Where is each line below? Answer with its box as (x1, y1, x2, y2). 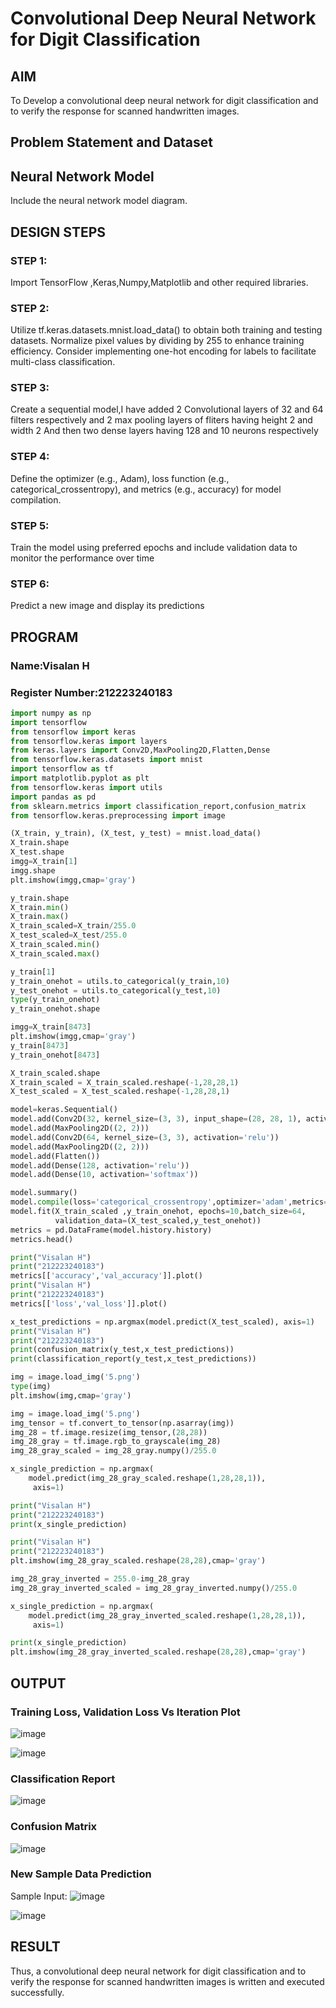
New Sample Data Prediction (10, 1867, 152, 1881)
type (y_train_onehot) (10, 995, 101, 1005)
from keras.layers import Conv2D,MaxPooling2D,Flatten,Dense (10, 745, 271, 756)
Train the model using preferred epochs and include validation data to (10, 542, 298, 554)
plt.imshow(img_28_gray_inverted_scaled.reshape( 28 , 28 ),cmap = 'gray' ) (10, 1647, 307, 1657)
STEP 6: (10, 577, 50, 591)
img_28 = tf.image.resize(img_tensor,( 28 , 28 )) (10, 1427, 208, 1437)
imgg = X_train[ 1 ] (10, 857, 78, 867)
